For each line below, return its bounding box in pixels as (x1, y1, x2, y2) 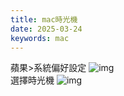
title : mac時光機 (10, 14, 78, 25)
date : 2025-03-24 (10, 24, 83, 34)
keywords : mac (10, 33, 70, 43)
